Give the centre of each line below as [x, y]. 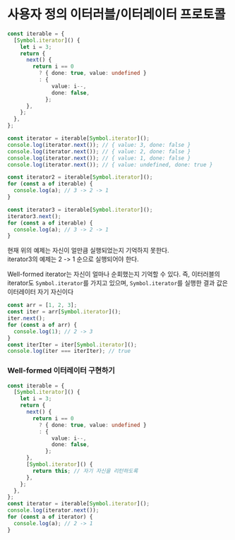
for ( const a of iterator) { [50, 517]
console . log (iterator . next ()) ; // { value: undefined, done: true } [110, 164]
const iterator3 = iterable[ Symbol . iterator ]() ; [80, 210]
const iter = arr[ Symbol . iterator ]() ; [64, 312]
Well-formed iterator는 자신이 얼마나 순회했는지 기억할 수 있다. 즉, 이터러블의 [114, 274]
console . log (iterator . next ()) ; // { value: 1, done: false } [99, 158]
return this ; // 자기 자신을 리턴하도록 [85, 471]
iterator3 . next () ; [34, 216]
